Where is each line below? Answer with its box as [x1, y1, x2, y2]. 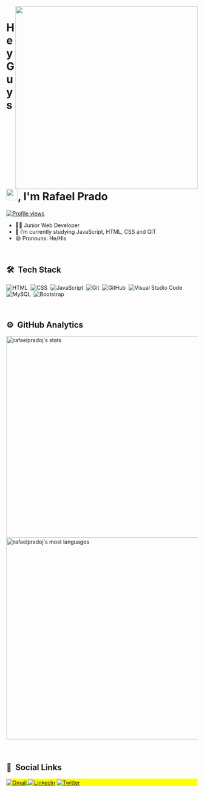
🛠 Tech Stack [6, 265, 62, 275]
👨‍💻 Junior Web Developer [15, 222, 80, 229]
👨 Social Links [6, 762, 62, 773]
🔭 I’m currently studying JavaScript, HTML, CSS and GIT [15, 228, 157, 235]
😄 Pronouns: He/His [15, 234, 67, 242]
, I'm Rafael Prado [18, 190, 108, 203]
